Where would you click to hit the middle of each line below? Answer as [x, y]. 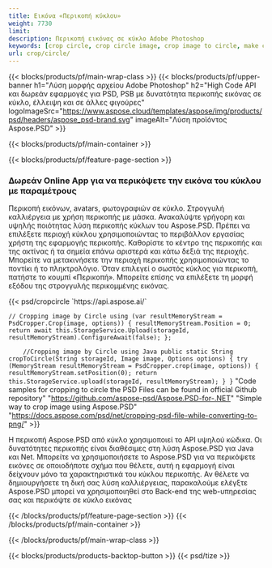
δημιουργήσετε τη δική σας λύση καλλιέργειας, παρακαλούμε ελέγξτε [128, 483]
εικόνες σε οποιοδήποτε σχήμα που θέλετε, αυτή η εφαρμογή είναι [121, 466]
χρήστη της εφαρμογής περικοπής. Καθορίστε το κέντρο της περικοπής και [135, 243]
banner [20, 85]
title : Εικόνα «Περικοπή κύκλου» [65, 16]
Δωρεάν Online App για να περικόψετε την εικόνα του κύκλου [135, 181]
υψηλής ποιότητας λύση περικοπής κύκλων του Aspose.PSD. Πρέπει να [130, 226]
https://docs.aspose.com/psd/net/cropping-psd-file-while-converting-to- [134, 416]
